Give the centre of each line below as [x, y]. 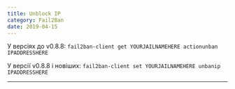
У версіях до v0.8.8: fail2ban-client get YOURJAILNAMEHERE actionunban [113, 47]
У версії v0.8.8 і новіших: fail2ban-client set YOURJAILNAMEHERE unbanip [114, 66]
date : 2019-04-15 [33, 26]
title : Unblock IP [34, 14]
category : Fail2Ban [36, 20]
